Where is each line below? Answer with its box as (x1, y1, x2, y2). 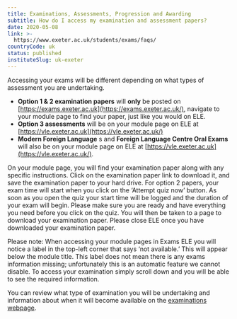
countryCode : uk (7, 43, 55, 50)
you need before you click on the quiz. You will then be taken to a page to (7, 208, 221, 216)
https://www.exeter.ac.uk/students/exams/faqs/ (13, 37, 157, 44)
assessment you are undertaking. (7, 83, 105, 92)
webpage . (7, 303, 37, 312)
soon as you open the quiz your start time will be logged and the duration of (7, 193, 229, 202)
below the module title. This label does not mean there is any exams (7, 252, 205, 260)
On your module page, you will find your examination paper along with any (7, 163, 224, 172)
